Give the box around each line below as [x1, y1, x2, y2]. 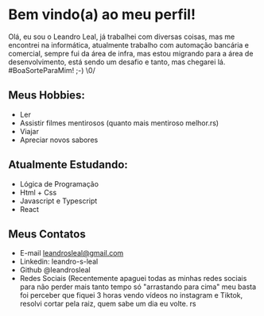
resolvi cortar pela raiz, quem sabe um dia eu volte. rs [19, 299, 196, 309]
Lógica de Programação [19, 179, 99, 188]
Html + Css [19, 187, 57, 197]
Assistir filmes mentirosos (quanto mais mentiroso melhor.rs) [19, 118, 219, 128]
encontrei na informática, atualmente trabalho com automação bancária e [8, 40, 249, 49]
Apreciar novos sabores [19, 135, 99, 145]
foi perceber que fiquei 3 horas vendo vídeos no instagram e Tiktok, [19, 291, 243, 300]
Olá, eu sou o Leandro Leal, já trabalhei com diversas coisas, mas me [8, 32, 235, 41]
